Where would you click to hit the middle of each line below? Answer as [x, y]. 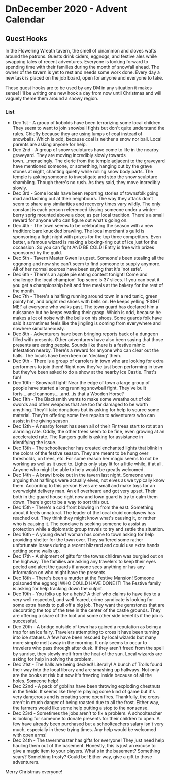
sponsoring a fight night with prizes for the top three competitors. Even [87, 237]
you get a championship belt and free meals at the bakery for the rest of [88, 285]
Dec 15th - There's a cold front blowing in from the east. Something [83, 507]
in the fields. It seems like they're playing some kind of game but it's [84, 692]
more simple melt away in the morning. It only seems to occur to [80, 643]
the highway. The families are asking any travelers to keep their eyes [84, 562]
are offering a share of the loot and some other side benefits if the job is [88, 616]
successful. [25, 621]
